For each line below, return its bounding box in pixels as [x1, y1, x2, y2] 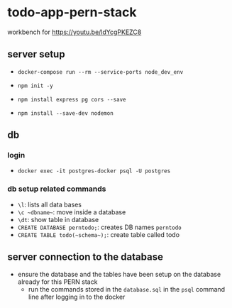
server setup [7, 48, 65, 60]
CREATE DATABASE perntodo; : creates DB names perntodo [17, 223, 182, 231]
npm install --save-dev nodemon [17, 109, 114, 117]
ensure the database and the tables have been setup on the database [17, 270, 221, 278]
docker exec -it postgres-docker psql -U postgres [17, 167, 171, 175]
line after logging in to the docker [28, 292, 126, 301]
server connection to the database [7, 251, 163, 263]
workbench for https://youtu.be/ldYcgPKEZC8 [7, 28, 142, 36]
